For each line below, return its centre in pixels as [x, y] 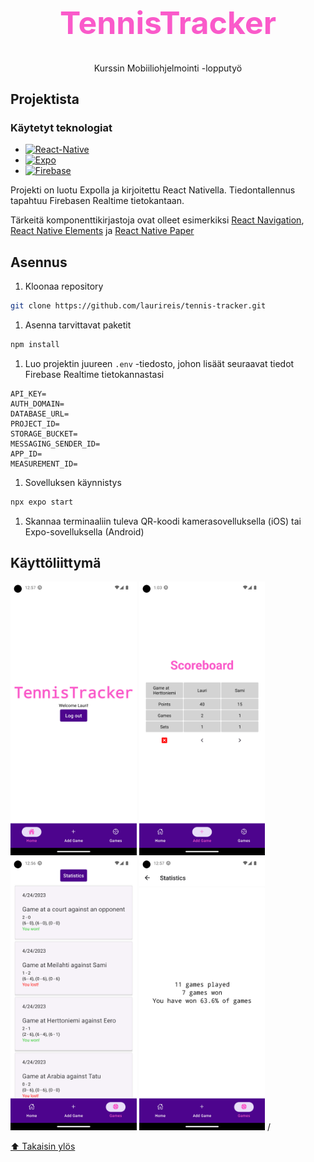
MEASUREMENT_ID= [44, 464]
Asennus [39, 262]
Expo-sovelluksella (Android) [84, 531]
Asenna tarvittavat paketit [78, 325]
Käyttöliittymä [56, 563]
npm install [35, 344]
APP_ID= [26, 454]
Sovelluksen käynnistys [73, 482]
